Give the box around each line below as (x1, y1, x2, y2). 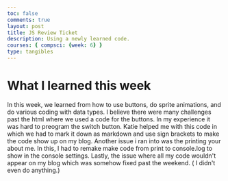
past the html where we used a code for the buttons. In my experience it (7, 114, 211, 123)
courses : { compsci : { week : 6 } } (7, 42, 103, 49)
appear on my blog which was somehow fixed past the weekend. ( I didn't (7, 158, 216, 167)
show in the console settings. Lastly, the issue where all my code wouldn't (7, 152, 216, 160)
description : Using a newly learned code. (7, 36, 130, 43)
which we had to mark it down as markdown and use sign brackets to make (7, 130, 220, 138)
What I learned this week (7, 78, 151, 93)
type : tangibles (7, 49, 53, 56)
